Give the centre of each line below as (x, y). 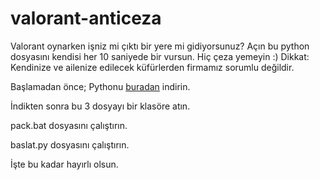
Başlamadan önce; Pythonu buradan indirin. (100, 86)
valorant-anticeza (86, 18)
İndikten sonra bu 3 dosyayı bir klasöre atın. (100, 106)
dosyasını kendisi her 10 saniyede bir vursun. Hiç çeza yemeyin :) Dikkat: (160, 56)
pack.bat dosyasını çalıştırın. (69, 125)
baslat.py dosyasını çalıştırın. (70, 144)
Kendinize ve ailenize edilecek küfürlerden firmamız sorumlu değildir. (152, 67)
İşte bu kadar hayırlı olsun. (64, 164)
